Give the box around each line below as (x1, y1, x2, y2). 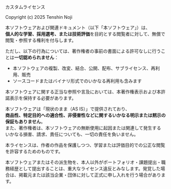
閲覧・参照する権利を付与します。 (5, 37, 76, 43)
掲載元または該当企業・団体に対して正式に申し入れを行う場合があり (18, 172, 161, 178)
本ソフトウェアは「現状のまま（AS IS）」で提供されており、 (5, 106, 130, 112)
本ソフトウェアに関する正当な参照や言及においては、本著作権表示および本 (5, 89, 161, 94)
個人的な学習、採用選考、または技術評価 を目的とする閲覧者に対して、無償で (5, 31, 165, 37)
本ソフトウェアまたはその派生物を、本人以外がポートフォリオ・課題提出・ (5, 159, 161, 165)
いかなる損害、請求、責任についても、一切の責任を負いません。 (5, 131, 139, 137)
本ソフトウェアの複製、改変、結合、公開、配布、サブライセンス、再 (12, 65, 156, 71)
